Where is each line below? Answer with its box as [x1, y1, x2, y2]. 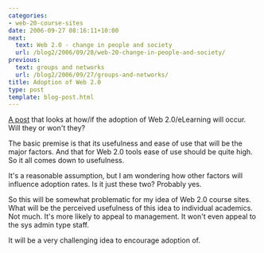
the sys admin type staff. [8, 220, 90, 230]
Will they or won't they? [8, 123, 86, 133]
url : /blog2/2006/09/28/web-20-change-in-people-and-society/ [15, 49, 226, 56]
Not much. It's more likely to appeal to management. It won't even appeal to [8, 212, 257, 221]
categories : [8, 11, 48, 20]
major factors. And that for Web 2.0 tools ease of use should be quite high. [8, 147, 253, 157]
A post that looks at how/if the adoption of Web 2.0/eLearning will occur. [8, 115, 247, 124]
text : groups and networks [15, 64, 105, 72]
